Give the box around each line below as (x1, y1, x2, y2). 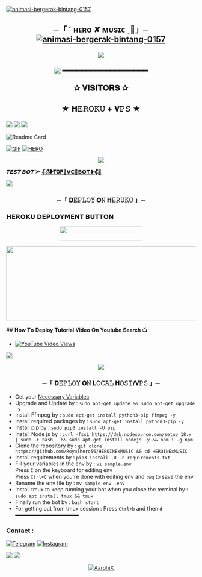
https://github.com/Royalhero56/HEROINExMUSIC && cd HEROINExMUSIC (14, 449, 188, 455)
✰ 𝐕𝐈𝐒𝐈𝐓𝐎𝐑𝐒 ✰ (73, 83, 129, 93)
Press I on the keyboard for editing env (14, 467, 113, 474)
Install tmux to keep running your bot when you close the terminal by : (14, 486, 188, 493)
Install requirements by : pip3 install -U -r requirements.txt (14, 454, 171, 461)
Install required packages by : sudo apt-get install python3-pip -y (14, 418, 185, 425)
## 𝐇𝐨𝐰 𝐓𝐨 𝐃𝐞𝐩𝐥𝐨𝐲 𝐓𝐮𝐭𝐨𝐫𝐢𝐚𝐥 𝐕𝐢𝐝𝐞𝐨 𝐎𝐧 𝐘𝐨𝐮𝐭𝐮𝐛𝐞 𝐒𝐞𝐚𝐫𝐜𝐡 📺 (6, 326, 148, 333)
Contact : (6, 526, 34, 535)
